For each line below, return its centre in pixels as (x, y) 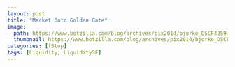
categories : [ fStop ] (37, 46)
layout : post (26, 14)
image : (17, 27)
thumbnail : (29, 40)
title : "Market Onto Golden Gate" (58, 20)
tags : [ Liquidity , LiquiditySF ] (54, 53)
